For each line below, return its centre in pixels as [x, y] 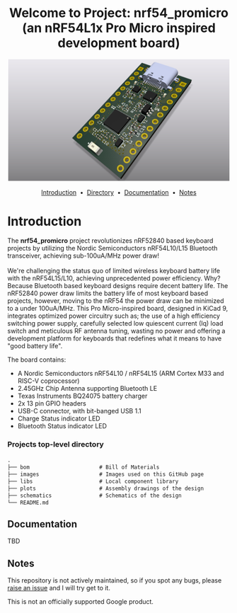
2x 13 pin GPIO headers [52, 403]
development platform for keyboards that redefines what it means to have [115, 338]
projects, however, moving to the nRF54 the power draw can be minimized [116, 301]
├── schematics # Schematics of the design [94, 495]
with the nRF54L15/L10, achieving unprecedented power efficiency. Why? [114, 278]
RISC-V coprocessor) [48, 381]
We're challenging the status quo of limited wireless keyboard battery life [114, 271]
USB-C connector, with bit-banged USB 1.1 [79, 411]
